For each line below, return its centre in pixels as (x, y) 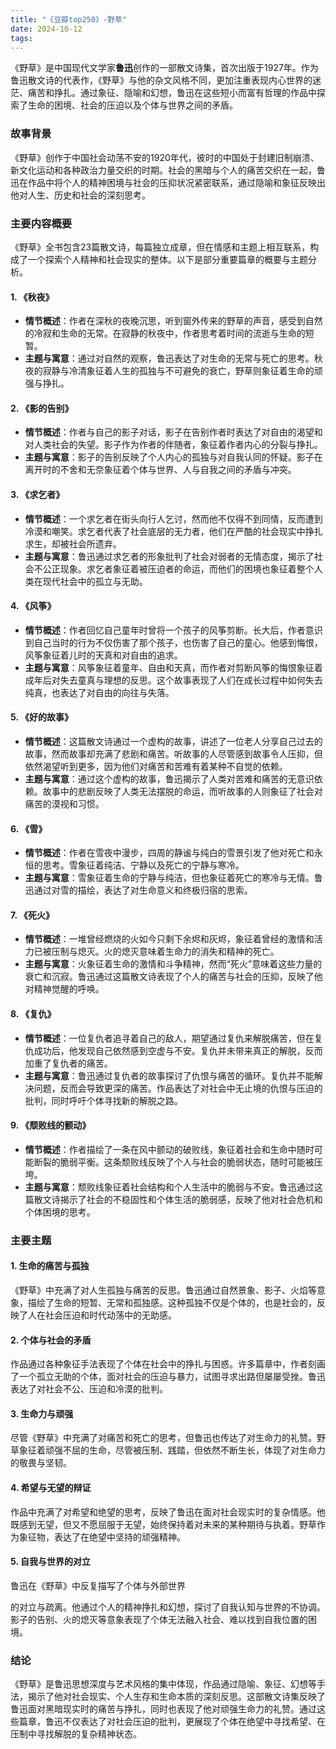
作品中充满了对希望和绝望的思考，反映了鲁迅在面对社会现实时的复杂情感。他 (168, 1512)
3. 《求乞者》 (37, 494)
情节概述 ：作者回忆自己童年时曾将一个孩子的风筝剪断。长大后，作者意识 (173, 630)
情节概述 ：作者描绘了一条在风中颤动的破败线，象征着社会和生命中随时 (169, 1149)
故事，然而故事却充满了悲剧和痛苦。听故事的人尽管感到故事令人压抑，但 (173, 753)
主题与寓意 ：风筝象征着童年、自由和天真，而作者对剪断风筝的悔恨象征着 (173, 667)
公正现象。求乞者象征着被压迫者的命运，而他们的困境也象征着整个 (178, 568)
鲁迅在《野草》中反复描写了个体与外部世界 (98, 1585)
